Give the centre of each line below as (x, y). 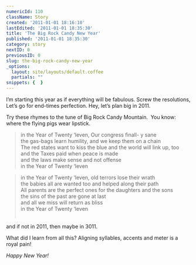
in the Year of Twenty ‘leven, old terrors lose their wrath (88, 178)
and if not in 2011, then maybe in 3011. (52, 226)
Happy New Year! (27, 256)
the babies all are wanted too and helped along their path (89, 184)
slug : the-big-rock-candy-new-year (50, 61)
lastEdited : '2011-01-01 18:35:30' (50, 28)
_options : (18, 66)
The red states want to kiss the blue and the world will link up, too (100, 147)
